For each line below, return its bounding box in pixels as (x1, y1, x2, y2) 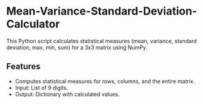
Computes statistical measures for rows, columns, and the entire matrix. (15, 77, 195, 85)
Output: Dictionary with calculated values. (15, 90, 120, 98)
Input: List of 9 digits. (15, 84, 68, 91)
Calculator (6, 17, 60, 31)
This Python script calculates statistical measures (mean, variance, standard (6, 37, 197, 44)
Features (6, 61, 41, 72)
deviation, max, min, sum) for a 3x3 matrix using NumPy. (6, 44, 148, 51)
